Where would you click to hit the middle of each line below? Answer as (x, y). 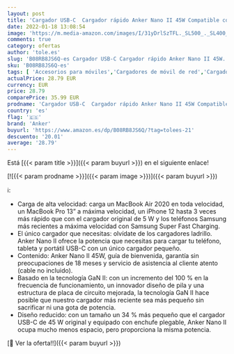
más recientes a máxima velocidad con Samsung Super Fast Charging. (119, 226)
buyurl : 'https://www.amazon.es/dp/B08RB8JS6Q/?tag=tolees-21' (101, 130)
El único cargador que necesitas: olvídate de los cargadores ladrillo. (115, 234)
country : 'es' (28, 111)
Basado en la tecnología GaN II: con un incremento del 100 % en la (113, 278)
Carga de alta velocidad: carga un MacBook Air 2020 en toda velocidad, (121, 204)
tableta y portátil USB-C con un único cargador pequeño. (99, 248)
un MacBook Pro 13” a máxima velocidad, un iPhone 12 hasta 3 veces (117, 211)
